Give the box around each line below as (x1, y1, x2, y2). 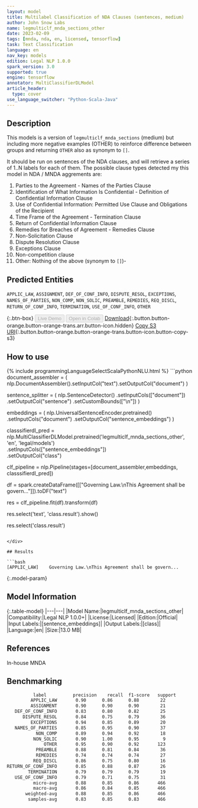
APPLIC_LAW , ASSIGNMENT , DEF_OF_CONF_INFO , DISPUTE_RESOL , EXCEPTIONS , (7, 290, 177, 297)
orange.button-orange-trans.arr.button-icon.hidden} (7, 322, 135, 329)
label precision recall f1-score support (33, 692, 177, 698)
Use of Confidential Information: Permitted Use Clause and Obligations (15, 201, 188, 208)
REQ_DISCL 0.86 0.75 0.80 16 (33, 758, 166, 764)
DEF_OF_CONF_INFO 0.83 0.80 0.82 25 (14, 709, 166, 715)
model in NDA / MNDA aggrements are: (7, 171, 102, 178)
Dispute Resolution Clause (15, 239, 80, 246)
